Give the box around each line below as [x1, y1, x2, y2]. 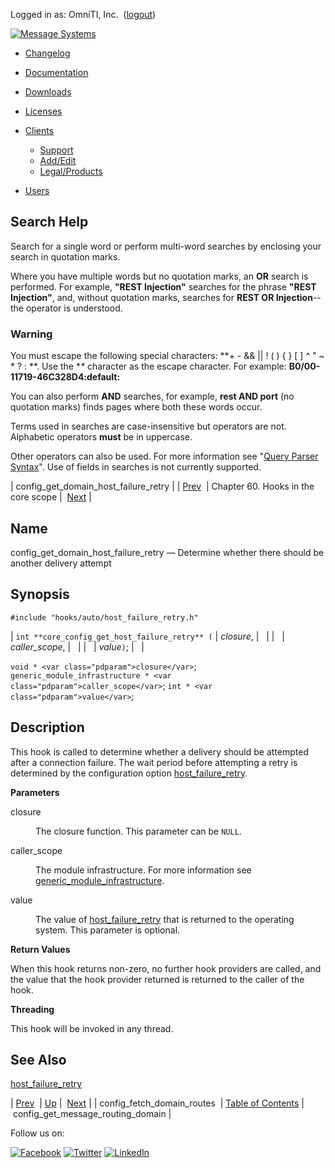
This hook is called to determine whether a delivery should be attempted [10, 745, 309, 758]
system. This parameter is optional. [35, 924, 181, 936]
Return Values [10, 943, 71, 955]
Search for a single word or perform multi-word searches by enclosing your [10, 240, 322, 252]
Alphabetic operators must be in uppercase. [10, 431, 193, 443]
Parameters [10, 786, 60, 798]
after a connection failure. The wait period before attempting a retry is [10, 756, 298, 768]
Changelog [24, 47, 71, 59]
